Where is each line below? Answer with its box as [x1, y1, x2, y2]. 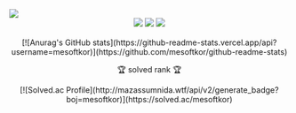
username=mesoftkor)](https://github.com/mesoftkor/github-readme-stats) [11, 47, 288, 56]
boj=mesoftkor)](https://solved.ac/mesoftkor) [66, 94, 233, 104]
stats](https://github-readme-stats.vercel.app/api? [92, 37, 277, 48]
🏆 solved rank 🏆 [116, 64, 182, 74]
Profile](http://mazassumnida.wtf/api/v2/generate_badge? [66, 85, 279, 95]
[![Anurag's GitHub [21, 37, 92, 48]
